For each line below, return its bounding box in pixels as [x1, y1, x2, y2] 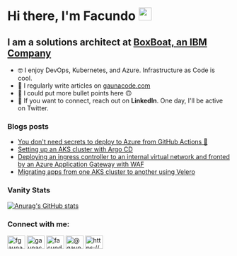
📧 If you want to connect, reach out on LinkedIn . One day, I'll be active [17, 96, 224, 105]
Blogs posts [7, 121, 50, 131]
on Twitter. [17, 104, 50, 112]
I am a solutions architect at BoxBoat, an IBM [7, 36, 207, 48]
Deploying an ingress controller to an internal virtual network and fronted [17, 153, 230, 161]
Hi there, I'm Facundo [7, 8, 137, 24]
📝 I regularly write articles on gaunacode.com [17, 81, 151, 90]
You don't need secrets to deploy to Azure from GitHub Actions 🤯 [17, 138, 208, 146]
